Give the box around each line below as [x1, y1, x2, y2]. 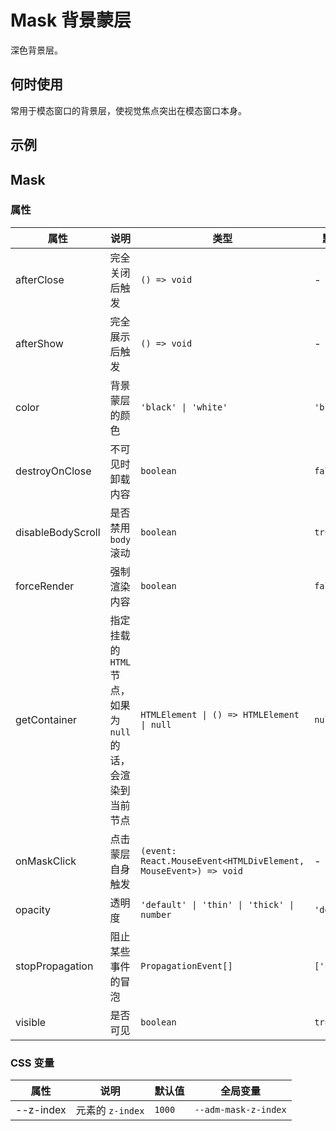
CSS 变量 [10, 1056, 55, 1070]
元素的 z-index [75, 1104, 145, 1118]
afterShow [15, 336, 64, 350]
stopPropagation [15, 959, 94, 973]
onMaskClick [15, 854, 77, 868]
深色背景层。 [10, 44, 63, 56]
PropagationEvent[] [140, 960, 233, 971]
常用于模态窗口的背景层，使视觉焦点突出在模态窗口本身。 [10, 104, 247, 116]
